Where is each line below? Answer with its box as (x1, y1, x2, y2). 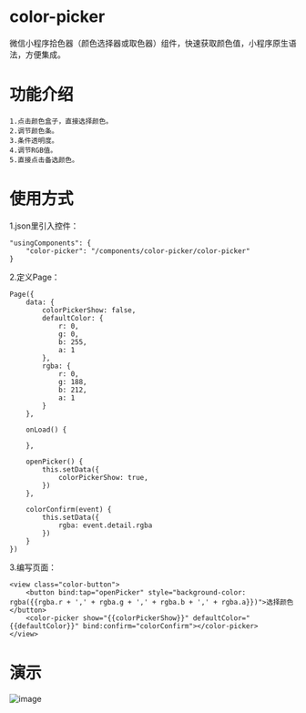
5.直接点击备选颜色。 (9, 155, 79, 165)
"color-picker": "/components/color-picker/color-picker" (25, 246, 250, 256)
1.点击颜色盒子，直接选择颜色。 (9, 117, 113, 126)
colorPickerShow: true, (57, 473, 148, 482)
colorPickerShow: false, (42, 305, 137, 315)
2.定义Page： (9, 271, 61, 282)
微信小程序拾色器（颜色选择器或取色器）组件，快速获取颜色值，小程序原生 (9, 37, 289, 48)
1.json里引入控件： (9, 220, 79, 231)
